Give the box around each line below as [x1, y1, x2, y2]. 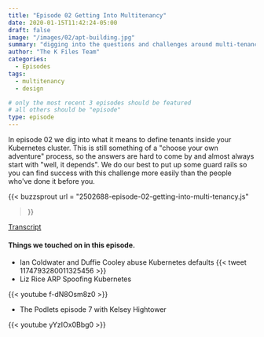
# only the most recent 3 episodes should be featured [8, 99, 192, 107]
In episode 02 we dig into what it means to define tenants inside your [8, 135, 232, 144]
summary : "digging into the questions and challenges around [8, 41, 213, 49]
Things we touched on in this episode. [8, 240, 136, 250]
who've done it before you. [8, 177, 96, 185]
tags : [8, 70, 26, 78]
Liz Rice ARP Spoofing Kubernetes [19, 274, 132, 284]
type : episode [8, 113, 55, 122]
